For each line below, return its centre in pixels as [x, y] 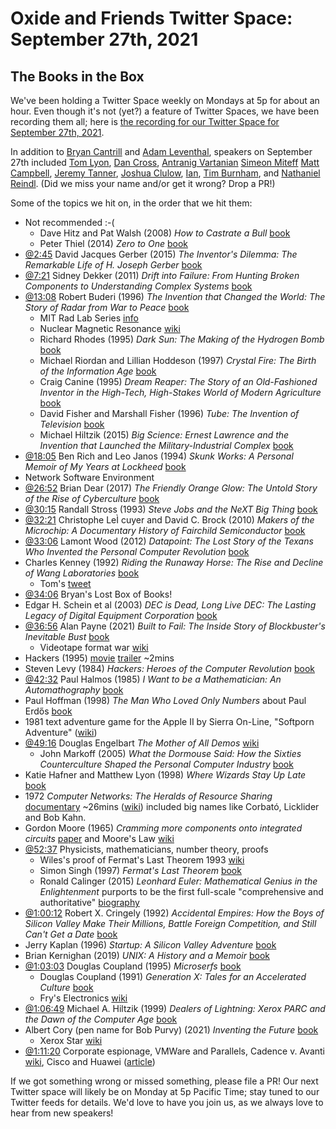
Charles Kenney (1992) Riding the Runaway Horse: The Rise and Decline [174, 562]
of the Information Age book [98, 371]
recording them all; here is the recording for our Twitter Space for [145, 121]
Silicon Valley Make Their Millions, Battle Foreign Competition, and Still [170, 923]
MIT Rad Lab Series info [89, 318]
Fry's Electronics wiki [83, 998]
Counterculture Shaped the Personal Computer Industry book [166, 764]
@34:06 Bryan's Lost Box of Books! [98, 594]
